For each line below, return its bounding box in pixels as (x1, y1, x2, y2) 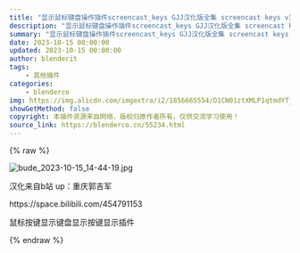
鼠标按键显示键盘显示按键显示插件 (9, 217, 135, 227)
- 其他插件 (25, 71, 61, 80)
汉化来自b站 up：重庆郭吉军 (9, 181, 112, 192)
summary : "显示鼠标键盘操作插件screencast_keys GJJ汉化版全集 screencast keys (9, 29, 289, 38)
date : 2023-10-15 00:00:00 (9, 37, 110, 47)
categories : (9, 79, 54, 88)
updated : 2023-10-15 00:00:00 (9, 46, 122, 55)
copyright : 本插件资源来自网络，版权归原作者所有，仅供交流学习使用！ (9, 112, 239, 121)
